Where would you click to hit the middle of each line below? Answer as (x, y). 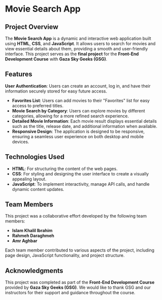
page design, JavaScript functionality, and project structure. (65, 255)
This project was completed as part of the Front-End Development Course (80, 283)
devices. (21, 142)
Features (19, 74)
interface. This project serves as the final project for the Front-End (72, 54)
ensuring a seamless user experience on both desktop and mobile (78, 136)
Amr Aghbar (25, 241)
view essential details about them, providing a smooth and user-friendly (77, 49)
